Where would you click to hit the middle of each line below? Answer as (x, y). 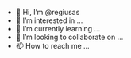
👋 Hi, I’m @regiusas (48, 12)
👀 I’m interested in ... (49, 20)
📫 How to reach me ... (52, 46)
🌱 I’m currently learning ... (58, 29)
